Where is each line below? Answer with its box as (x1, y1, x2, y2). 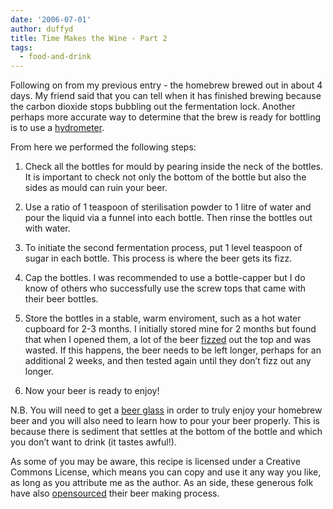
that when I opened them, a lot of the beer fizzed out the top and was (24, 334, 312, 346)
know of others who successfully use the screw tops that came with (24, 282, 307, 295)
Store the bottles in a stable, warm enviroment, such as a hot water (24, 312, 302, 325)
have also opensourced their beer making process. (10, 487, 220, 500)
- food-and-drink (19, 52, 92, 62)
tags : (10, 42, 33, 53)
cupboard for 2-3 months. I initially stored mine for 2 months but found (24, 323, 317, 335)
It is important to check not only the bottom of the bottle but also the (24, 171, 307, 183)
